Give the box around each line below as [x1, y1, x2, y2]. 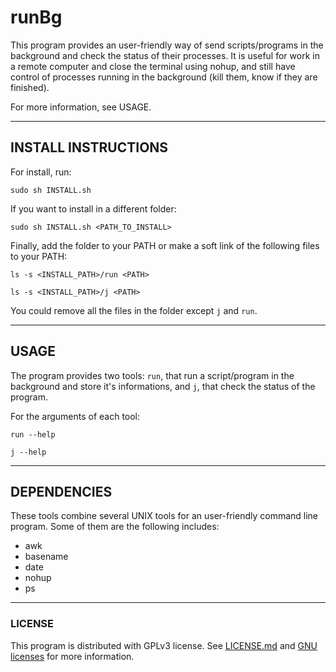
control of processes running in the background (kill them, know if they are [10, 71, 318, 83]
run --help [10, 429, 56, 440]
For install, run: [10, 166, 72, 178]
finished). [10, 81, 50, 93]
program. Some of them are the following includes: [10, 521, 220, 533]
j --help [10, 447, 47, 457]
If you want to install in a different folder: [10, 202, 177, 215]
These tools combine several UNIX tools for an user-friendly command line [10, 510, 319, 522]
